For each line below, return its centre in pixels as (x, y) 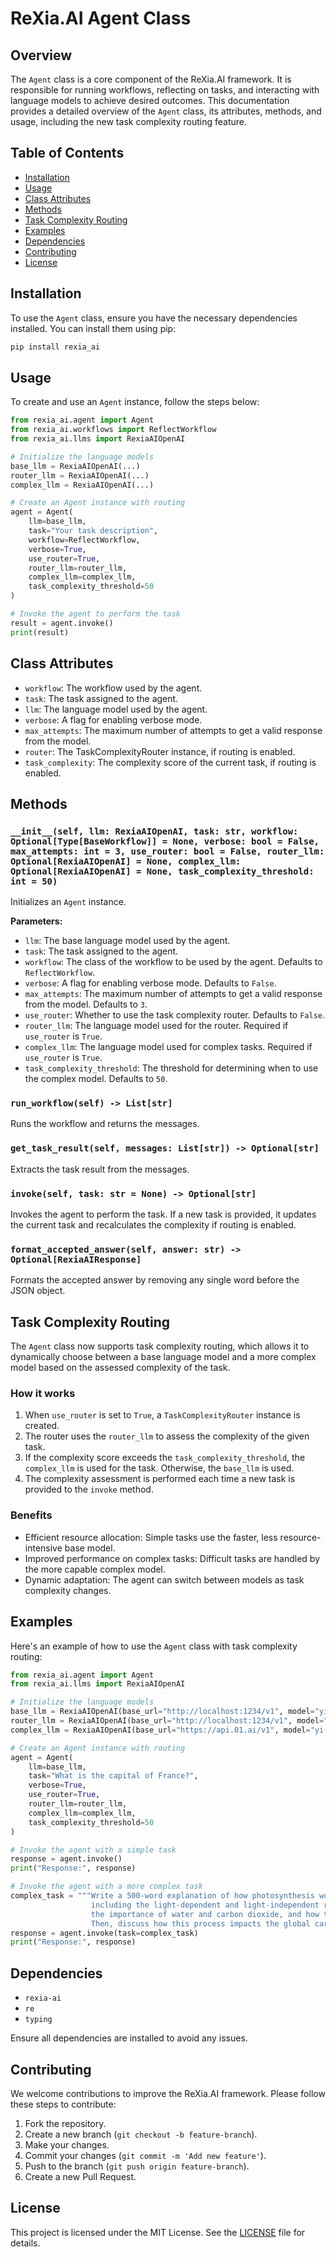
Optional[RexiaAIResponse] (76, 1259)
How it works (43, 1394)
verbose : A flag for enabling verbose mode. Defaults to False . (150, 983)
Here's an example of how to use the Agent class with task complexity (154, 1646)
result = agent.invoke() (62, 623)
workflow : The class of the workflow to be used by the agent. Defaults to (173, 962)
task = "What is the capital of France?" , (113, 1776)
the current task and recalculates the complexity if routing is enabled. (153, 1225)
